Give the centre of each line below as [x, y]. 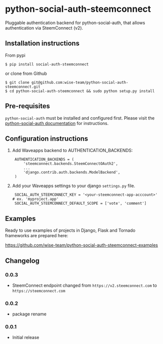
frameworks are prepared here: [37, 236]
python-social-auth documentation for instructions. [57, 123]
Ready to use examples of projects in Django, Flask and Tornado [70, 230]
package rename [29, 314]
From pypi [15, 55]
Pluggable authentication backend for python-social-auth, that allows [75, 23]
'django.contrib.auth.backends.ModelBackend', [72, 172]
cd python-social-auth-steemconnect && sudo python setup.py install [82, 91]
